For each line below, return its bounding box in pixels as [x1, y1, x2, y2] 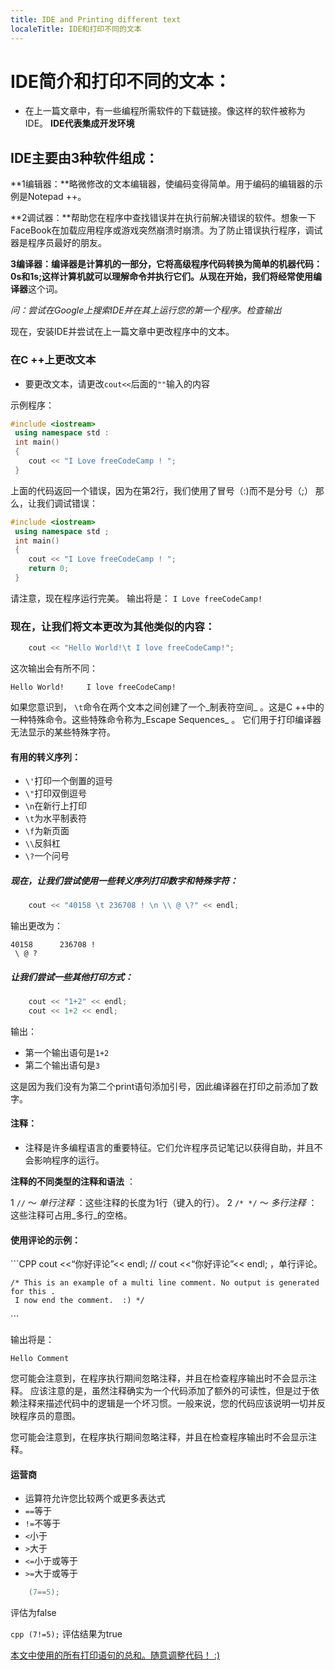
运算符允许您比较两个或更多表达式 [24, 1492, 166, 1505]
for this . [10, 1287, 56, 1297]
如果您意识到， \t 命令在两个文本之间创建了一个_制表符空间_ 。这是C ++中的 [10, 701, 325, 713]
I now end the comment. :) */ [14, 1296, 145, 1306]
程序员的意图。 [18, 1410, 81, 1422]
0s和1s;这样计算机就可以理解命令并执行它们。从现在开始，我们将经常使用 [10, 271, 313, 283]
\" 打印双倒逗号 [24, 787, 88, 800]
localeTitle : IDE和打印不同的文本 [10, 24, 142, 34]
